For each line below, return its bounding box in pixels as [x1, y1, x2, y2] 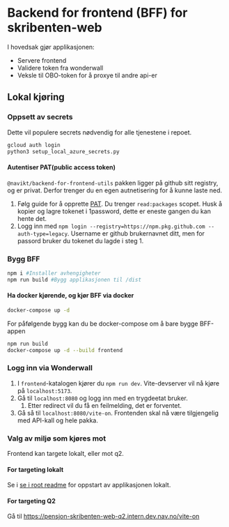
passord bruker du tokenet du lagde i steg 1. [17, 236, 144, 245]
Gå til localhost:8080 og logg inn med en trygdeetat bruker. [17, 394, 188, 402]
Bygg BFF [7, 254, 40, 263]
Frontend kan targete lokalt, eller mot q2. [7, 450, 124, 458]
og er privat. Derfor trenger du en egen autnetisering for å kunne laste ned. [7, 186, 223, 194]
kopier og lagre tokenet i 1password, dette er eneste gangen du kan [17, 207, 211, 215]
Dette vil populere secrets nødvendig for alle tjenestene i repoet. [7, 128, 192, 137]
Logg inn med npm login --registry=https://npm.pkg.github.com [17, 222, 205, 230]
